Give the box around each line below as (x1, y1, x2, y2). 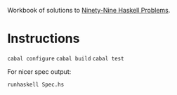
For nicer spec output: (7, 67, 72, 76)
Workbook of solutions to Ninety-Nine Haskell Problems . (7, 6, 171, 14)
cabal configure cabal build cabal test (7, 55, 124, 62)
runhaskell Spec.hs (7, 81, 65, 88)
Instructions (7, 31, 80, 46)
